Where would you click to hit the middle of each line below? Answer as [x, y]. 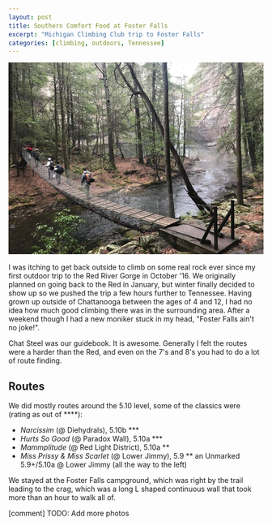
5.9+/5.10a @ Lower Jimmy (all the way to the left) [104, 465]
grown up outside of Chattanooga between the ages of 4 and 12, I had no [130, 302]
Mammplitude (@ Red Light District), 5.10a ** [95, 447]
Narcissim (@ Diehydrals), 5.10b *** [80, 430]
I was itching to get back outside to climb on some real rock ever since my [132, 267]
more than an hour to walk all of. [62, 498]
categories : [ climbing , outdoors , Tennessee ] [86, 43]
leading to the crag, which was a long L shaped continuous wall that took [130, 489]
